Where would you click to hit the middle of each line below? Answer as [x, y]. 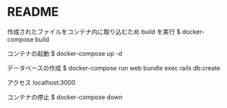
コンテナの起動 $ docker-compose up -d [65, 53]
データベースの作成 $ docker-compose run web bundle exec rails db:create [114, 68]
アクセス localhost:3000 [41, 82]
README [33, 12]
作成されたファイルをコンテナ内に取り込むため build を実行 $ [94, 31]
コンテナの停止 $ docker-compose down [65, 97]
